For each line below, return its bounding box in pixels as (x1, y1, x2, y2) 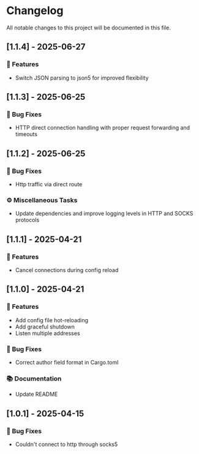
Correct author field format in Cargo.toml (15, 358, 119, 366)
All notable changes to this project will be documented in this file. (6, 24, 171, 31)
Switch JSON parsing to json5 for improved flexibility (15, 74, 149, 81)
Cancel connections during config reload (15, 266, 119, 273)
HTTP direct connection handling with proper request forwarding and (15, 124, 190, 132)
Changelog (6, 4, 64, 18)
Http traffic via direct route (15, 181, 83, 187)
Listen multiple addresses (15, 329, 81, 337)
